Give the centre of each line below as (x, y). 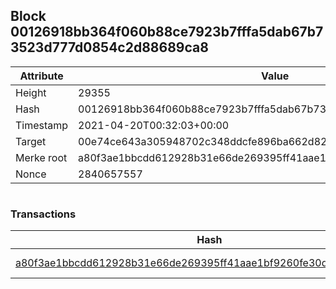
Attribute (41, 76)
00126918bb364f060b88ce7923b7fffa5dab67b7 (167, 32)
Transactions (43, 214)
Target (31, 141)
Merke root (41, 157)
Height (31, 92)
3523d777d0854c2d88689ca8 (109, 47)
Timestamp (42, 125)
